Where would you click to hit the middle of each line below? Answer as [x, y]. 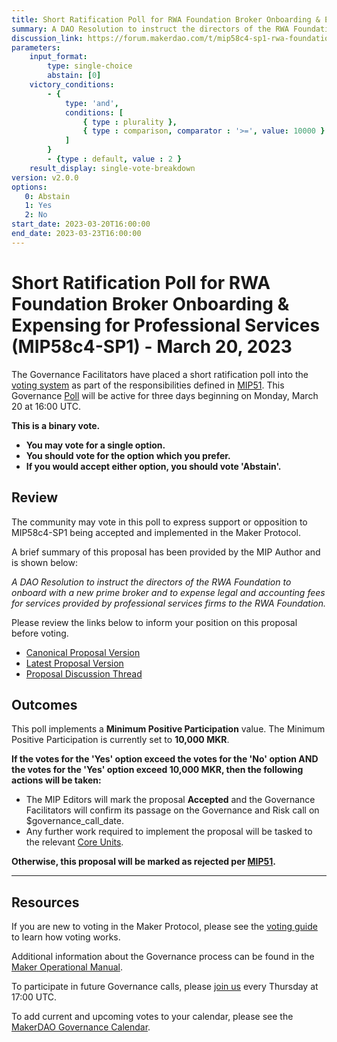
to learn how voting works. [66, 937]
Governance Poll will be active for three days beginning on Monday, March [165, 395]
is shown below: [44, 562]
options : [29, 187]
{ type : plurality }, [130, 122]
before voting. [40, 633]
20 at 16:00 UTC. [46, 406]
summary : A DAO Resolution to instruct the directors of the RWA [150, 29]
